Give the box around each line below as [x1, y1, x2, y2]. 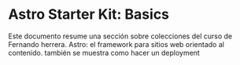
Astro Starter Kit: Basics [8, 5, 170, 23]
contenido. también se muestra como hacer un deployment [8, 48, 201, 57]
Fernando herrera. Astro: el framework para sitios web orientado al [8, 39, 224, 49]
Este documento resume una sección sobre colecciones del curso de [8, 31, 233, 41]
